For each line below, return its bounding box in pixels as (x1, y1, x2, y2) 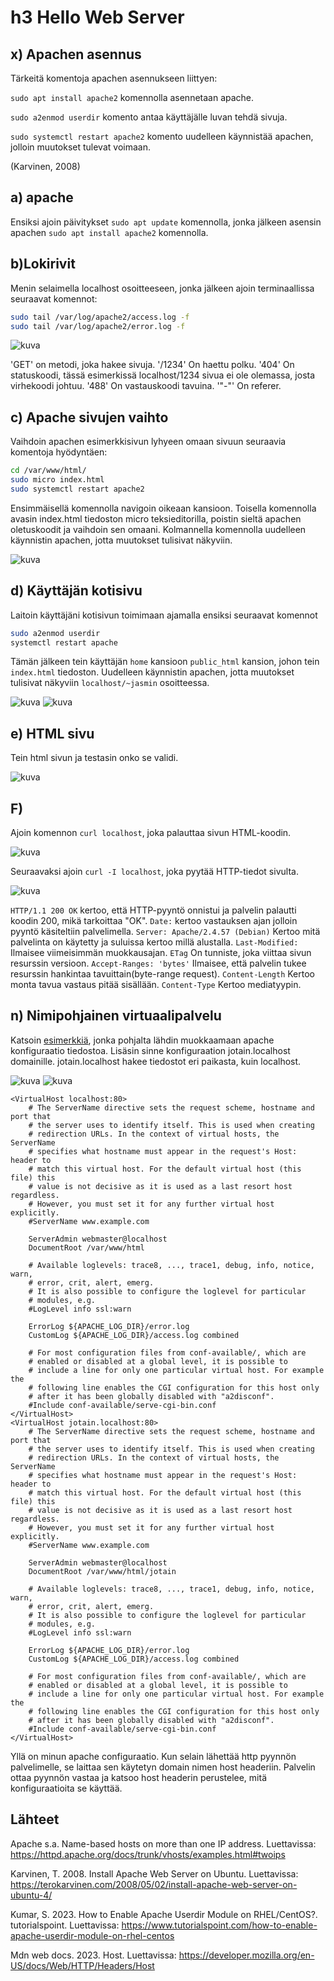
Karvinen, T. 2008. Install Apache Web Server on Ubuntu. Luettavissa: (10, 1867, 299, 1880)
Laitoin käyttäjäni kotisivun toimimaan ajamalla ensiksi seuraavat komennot (10, 609, 318, 621)
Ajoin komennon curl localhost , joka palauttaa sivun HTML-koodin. (10, 827, 292, 838)
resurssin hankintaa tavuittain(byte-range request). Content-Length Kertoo (10, 968, 315, 980)
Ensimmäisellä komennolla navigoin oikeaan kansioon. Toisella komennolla (10, 502, 317, 514)
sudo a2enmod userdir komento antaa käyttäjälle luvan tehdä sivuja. (10, 111, 288, 123)
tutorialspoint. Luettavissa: (10, 1919, 120, 1931)
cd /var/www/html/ (10, 466, 87, 476)
